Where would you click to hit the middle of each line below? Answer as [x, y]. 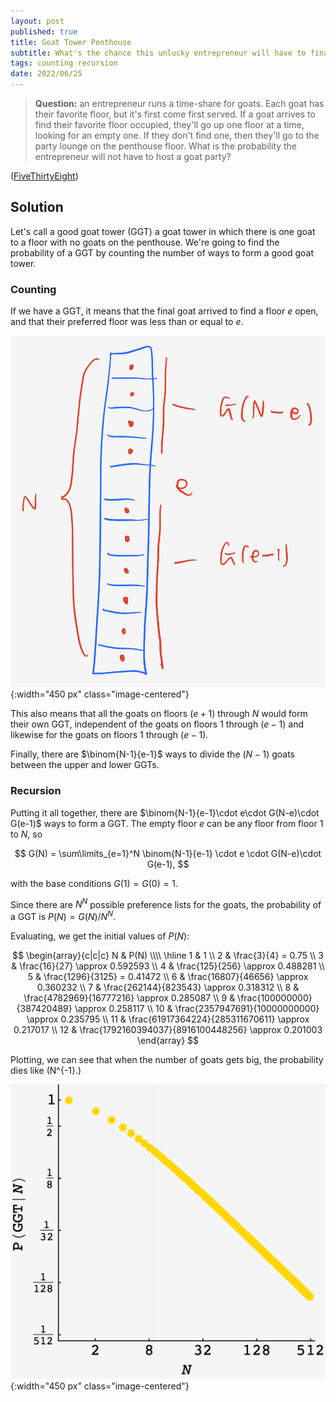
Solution [37, 207]
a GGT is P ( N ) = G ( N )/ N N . [63, 915]
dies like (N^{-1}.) [46, 1070]
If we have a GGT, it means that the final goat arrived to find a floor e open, [164, 311]
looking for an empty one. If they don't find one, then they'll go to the [177, 135]
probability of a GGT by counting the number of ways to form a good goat [162, 252]
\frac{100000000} [275, 997]
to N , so [26, 834]
